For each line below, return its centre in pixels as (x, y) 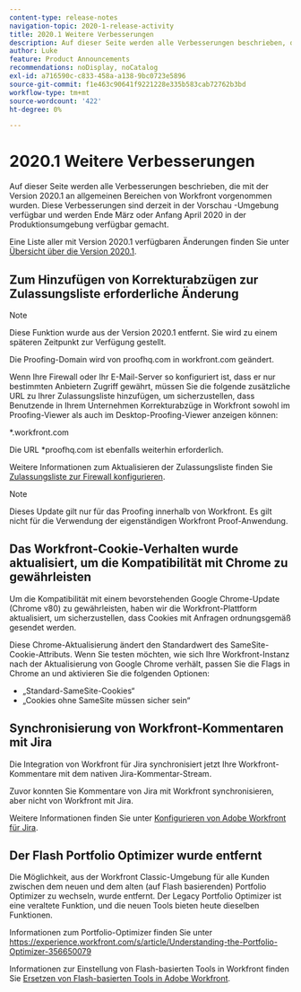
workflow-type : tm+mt (50, 92)
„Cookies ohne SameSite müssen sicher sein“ (106, 700)
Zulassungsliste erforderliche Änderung (124, 294)
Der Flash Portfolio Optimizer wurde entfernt (136, 856)
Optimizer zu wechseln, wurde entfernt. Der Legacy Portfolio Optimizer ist (146, 896)
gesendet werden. (43, 627)
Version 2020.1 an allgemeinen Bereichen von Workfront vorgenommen (141, 196)
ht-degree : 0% (36, 109)
